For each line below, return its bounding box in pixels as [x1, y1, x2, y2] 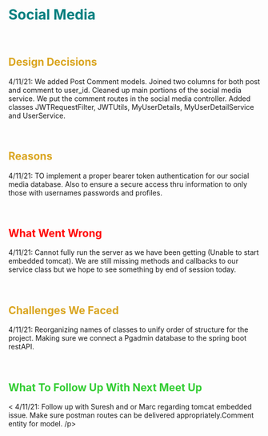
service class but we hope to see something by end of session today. [8, 264, 237, 274]
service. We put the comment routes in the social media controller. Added [8, 94, 251, 103]
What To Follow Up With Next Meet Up [8, 381, 202, 394]
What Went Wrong [8, 226, 102, 240]
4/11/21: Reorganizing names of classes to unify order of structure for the [8, 325, 249, 334]
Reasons [8, 150, 53, 163]
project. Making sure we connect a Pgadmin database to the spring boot [8, 333, 246, 343]
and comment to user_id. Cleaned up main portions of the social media [8, 85, 242, 95]
